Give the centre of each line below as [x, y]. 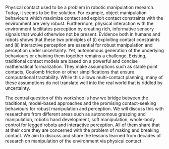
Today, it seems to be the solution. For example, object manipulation [76, 13]
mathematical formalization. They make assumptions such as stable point [81, 66]
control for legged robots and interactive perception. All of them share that [82, 125]
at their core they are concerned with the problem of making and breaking [82, 130]
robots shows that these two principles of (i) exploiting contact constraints [82, 40]
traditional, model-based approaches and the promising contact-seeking [81, 103]
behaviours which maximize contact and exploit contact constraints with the [84, 18]
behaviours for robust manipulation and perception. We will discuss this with [84, 109]
